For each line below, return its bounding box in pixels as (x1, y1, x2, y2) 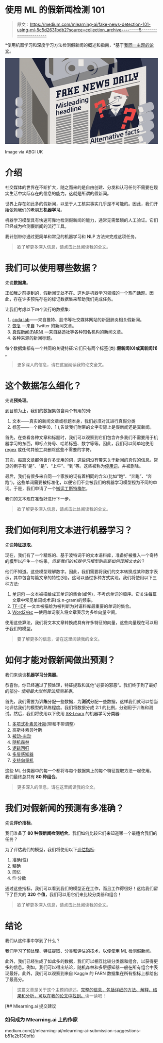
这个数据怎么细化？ (5, 381, 82, 391)
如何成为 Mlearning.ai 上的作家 (5, 1016, 78, 1023)
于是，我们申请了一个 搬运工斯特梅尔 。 (13, 485, 90, 491)
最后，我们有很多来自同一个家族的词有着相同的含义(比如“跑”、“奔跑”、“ (5, 473, 148, 479)
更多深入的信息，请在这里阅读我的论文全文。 (16, 361, 107, 367)
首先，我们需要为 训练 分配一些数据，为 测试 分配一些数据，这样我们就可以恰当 (5, 698, 158, 704)
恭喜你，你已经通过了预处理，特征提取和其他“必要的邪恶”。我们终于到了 (5, 682, 149, 688)
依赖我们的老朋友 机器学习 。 (9, 207, 65, 213)
